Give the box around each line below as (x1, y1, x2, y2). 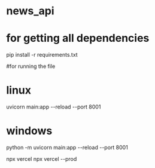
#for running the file (6, 63, 56, 70)
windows (6, 124, 53, 138)
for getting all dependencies (6, 32, 150, 45)
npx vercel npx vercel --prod (6, 155, 77, 162)
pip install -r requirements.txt (6, 51, 78, 58)
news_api (6, 4, 55, 18)
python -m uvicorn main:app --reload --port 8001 (6, 144, 129, 151)
